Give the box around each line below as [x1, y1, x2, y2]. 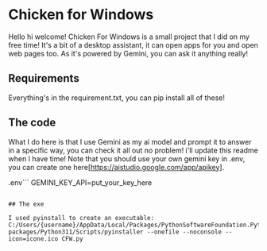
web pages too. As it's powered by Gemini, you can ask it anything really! [8, 48, 249, 58]
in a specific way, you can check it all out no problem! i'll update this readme [8, 145, 258, 155]
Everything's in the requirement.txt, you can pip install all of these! [8, 93, 225, 102]
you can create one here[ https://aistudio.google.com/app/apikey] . [8, 162, 225, 172]
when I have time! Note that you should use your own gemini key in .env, [8, 153, 246, 164]
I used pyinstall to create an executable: [8, 214, 155, 222]
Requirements [8, 71, 79, 85]
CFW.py [61, 234, 83, 243]
